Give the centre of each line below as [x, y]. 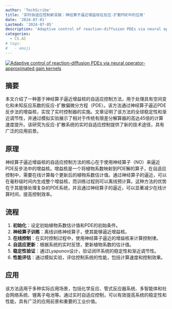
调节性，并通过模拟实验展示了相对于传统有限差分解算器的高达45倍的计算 [87, 118]
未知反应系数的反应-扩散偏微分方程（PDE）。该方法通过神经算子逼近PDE [90, 105]
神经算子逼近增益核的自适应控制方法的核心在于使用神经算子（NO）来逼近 [83, 162]
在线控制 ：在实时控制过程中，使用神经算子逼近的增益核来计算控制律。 [87, 238]
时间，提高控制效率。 [32, 194]
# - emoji [18, 48]
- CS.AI [18, 39]
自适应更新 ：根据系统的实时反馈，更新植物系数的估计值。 [73, 245]
